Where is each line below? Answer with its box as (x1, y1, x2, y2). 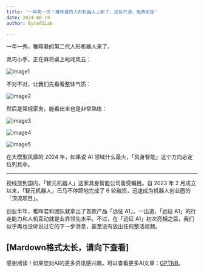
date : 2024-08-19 (6, 15, 50, 21)
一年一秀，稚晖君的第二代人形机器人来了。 (6, 43, 113, 50)
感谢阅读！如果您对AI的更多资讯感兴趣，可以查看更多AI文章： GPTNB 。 (6, 259, 184, 267)
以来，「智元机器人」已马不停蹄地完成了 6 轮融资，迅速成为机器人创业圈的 (6, 187, 191, 194)
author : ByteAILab (6, 20, 53, 26)
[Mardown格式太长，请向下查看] (6, 242, 129, 253)
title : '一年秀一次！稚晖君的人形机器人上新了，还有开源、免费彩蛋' (6, 8, 158, 15)
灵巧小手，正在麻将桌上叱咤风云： (6, 56, 92, 63)
